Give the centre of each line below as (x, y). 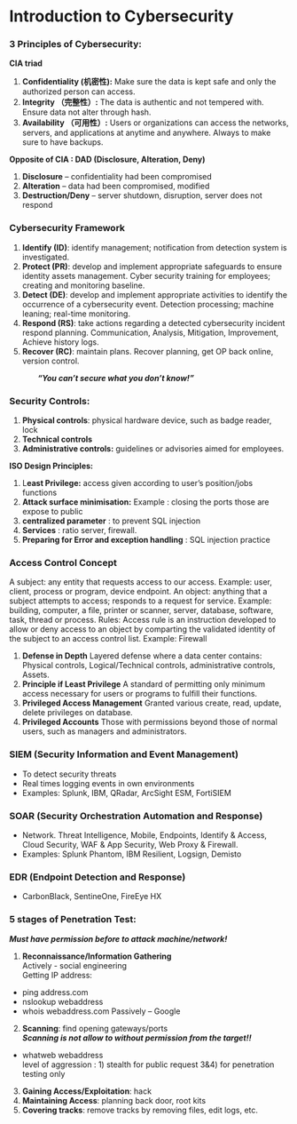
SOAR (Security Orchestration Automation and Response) (136, 816)
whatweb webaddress (63, 1055)
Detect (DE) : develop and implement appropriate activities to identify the (155, 294)
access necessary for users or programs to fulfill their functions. (140, 694)
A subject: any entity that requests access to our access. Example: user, (141, 582)
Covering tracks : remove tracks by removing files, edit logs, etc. (140, 1110)
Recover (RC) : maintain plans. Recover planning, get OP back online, (148, 351)
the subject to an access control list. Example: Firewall (108, 639)
